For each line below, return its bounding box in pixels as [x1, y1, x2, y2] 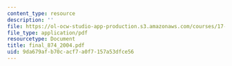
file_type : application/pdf [7, 29, 88, 36]
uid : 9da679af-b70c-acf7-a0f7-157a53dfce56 [7, 49, 135, 56]
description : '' [7, 16, 54, 23]
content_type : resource [7, 10, 76, 17]
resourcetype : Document [7, 36, 76, 43]
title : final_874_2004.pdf [7, 42, 85, 49]
